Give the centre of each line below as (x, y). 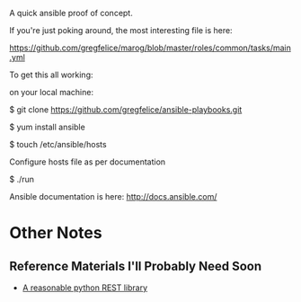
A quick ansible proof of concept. (71, 13)
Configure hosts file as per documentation (88, 162)
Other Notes (56, 233)
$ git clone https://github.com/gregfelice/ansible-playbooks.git (126, 110)
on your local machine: (52, 92)
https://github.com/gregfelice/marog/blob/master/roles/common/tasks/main (150, 48)
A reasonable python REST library (85, 288)
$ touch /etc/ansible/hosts (58, 144)
